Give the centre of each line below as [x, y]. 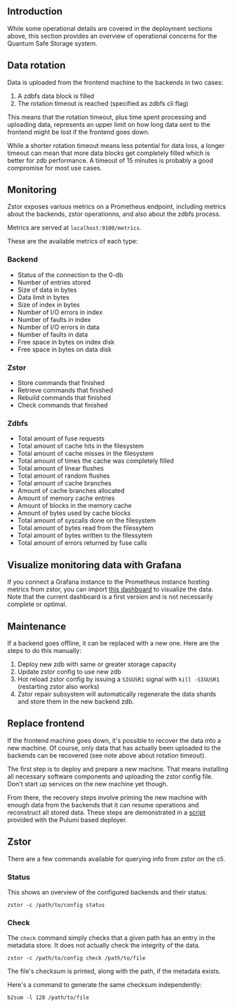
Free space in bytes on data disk [65, 349]
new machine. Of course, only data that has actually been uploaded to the [114, 748]
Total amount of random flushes [63, 476]
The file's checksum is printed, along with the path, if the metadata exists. [114, 972]
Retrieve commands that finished [65, 390]
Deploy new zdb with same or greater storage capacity [97, 664]
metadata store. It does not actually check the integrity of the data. [104, 946]
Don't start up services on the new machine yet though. [88, 784]
